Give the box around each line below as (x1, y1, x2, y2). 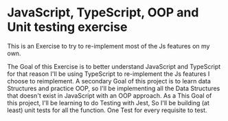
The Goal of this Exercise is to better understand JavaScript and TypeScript (7, 62, 221, 70)
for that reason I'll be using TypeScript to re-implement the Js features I (7, 70, 210, 78)
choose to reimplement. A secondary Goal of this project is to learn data (7, 77, 212, 85)
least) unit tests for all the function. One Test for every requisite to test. (7, 106, 207, 114)
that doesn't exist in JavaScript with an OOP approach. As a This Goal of (7, 91, 212, 100)
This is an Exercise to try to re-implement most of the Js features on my (7, 42, 210, 50)
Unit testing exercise (7, 19, 128, 35)
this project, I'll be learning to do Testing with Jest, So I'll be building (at (7, 98, 209, 107)
